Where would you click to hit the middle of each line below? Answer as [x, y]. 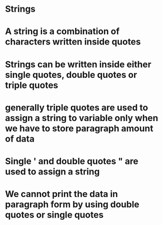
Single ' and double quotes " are [72, 161]
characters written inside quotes [73, 42]
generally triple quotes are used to [77, 108]
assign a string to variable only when [82, 118]
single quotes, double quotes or [71, 75]
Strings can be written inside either [78, 64]
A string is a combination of [62, 32]
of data [20, 139]
